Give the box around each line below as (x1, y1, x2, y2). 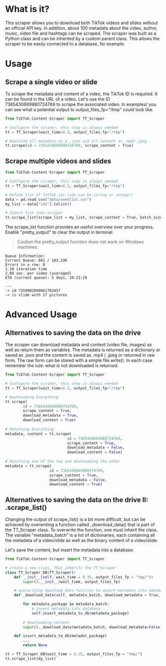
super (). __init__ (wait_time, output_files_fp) (23, 579, 121, 584)
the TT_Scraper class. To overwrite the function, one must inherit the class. (5, 527, 158, 533)
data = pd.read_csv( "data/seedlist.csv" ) (5, 197, 92, 202)
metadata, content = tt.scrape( (5, 431, 72, 436)
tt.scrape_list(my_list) (5, 656, 56, 661)
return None (23, 643, 48, 648)
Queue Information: (5, 253, 45, 259)
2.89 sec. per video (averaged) (5, 271, 72, 276)
